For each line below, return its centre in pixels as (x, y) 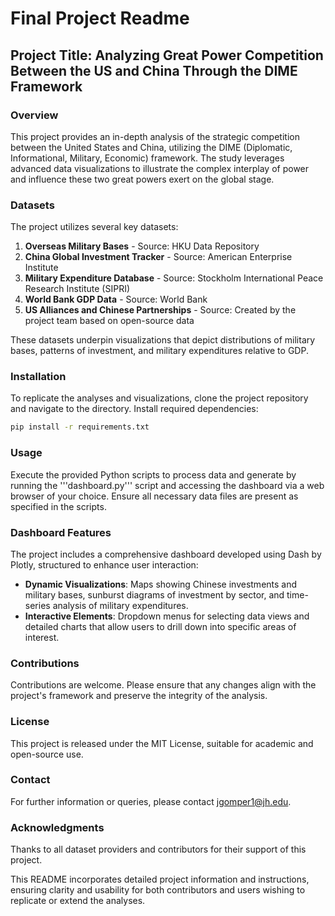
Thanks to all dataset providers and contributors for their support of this (158, 849)
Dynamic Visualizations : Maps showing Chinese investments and (161, 584)
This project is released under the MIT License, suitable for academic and (162, 743)
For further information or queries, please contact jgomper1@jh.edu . (151, 801)
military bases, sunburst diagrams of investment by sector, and (154, 594)
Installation (38, 377)
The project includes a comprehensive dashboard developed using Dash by (166, 554)
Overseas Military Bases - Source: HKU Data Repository (142, 246)
